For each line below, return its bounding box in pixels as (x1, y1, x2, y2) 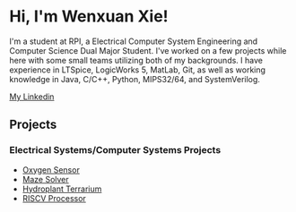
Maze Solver (22, 174, 69, 184)
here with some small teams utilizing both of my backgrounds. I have (9, 55, 263, 65)
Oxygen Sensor (22, 164, 81, 175)
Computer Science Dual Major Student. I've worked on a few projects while (9, 45, 287, 55)
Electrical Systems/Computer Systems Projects (9, 144, 222, 157)
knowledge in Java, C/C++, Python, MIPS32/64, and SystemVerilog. (9, 73, 260, 84)
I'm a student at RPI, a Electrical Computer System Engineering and (9, 36, 258, 47)
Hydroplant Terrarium (22, 183, 102, 194)
